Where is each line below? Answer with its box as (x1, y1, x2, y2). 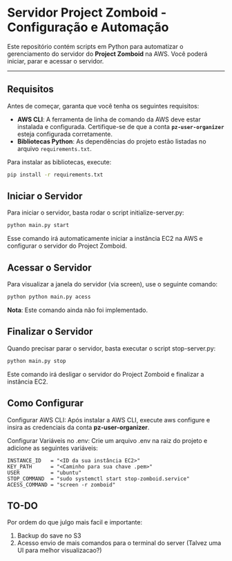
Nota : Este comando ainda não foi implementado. (7, 306, 148, 314)
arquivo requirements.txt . (17, 144, 92, 152)
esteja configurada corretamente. (17, 130, 113, 138)
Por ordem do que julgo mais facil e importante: (7, 518, 143, 526)
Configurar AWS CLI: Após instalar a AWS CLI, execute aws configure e (7, 415, 211, 424)
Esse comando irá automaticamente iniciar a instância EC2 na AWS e (7, 235, 204, 243)
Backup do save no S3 (17, 531, 81, 540)
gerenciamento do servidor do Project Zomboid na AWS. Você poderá (7, 50, 208, 58)
